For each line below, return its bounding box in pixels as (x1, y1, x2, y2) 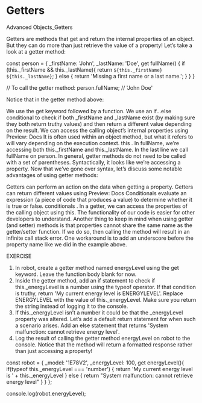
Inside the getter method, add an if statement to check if (14, 276, 156, 284)
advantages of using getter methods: (6, 171, 98, 178)
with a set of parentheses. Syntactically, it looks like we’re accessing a (6, 158, 181, 166)
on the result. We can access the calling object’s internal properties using (6, 127, 189, 134)
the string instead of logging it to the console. (14, 302, 128, 310)
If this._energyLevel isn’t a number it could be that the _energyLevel (14, 308, 183, 316)
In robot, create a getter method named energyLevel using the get (14, 264, 179, 271)
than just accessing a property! (14, 347, 93, 354)
